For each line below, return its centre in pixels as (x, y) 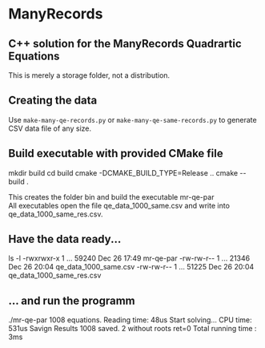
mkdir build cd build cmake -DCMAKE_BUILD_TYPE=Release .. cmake (123, 172)
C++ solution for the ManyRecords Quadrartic (125, 44)
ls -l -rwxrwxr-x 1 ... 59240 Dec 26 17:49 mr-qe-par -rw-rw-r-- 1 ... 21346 (129, 258)
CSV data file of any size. (50, 128)
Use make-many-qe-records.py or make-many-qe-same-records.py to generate (133, 119)
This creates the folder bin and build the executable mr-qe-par (111, 196)
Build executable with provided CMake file (116, 154)
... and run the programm (72, 300)
